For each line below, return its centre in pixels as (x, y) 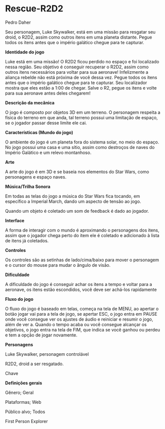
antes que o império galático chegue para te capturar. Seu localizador (76, 83)
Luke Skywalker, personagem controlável (47, 354)
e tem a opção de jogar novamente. (41, 335)
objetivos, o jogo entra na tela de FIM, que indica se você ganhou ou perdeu (83, 330)
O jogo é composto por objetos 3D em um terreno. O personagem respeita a (83, 112)
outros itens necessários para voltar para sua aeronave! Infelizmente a (77, 72)
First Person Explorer (27, 421)
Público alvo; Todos (25, 412)
